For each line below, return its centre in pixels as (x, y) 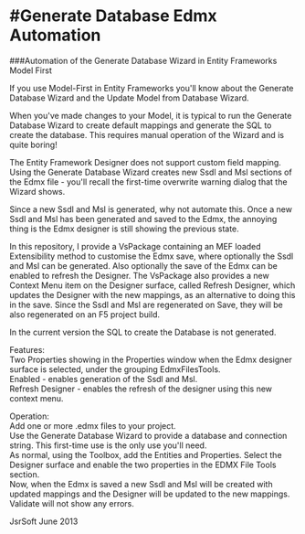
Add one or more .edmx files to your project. (93, 425)
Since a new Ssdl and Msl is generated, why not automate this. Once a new (151, 209)
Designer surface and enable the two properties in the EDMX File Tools (143, 465)
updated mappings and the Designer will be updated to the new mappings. (150, 494)
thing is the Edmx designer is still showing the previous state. (124, 229)
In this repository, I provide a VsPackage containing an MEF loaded (136, 246)
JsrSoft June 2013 (44, 521)
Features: (27, 349)
